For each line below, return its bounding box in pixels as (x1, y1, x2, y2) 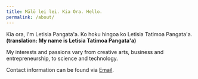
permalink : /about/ (6, 14, 55, 20)
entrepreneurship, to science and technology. (6, 55, 118, 62)
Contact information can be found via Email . (6, 66, 115, 73)
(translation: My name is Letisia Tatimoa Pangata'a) (6, 37, 137, 44)
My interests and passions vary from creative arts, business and (6, 48, 164, 55)
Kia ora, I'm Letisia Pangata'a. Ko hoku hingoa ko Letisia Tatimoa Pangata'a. (6, 30, 193, 37)
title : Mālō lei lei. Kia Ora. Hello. (6, 8, 103, 15)
